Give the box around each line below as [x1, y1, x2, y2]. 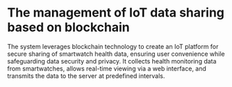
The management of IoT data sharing [7, 5, 224, 21]
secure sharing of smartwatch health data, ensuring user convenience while [7, 50, 225, 58]
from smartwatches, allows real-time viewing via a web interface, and [7, 64, 207, 72]
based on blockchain [7, 19, 130, 35]
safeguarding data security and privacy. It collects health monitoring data [7, 57, 217, 65]
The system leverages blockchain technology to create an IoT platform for [7, 42, 219, 50]
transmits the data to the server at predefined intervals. [7, 71, 165, 80]
